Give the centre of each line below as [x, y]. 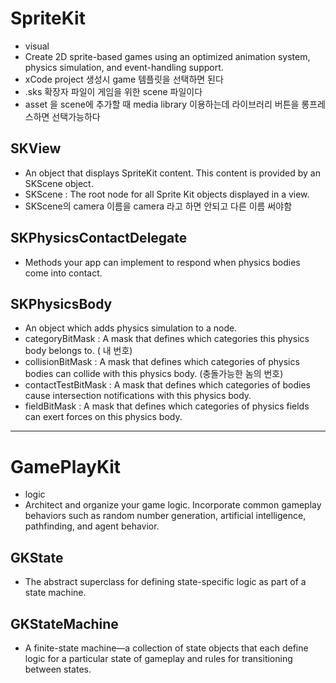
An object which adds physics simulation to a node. [131, 328]
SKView [36, 148]
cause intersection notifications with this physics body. [138, 396]
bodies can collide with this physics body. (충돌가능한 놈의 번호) [154, 374]
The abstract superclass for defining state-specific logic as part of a [165, 582]
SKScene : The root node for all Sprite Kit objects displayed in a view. [167, 194]
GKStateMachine [64, 623]
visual [37, 46]
